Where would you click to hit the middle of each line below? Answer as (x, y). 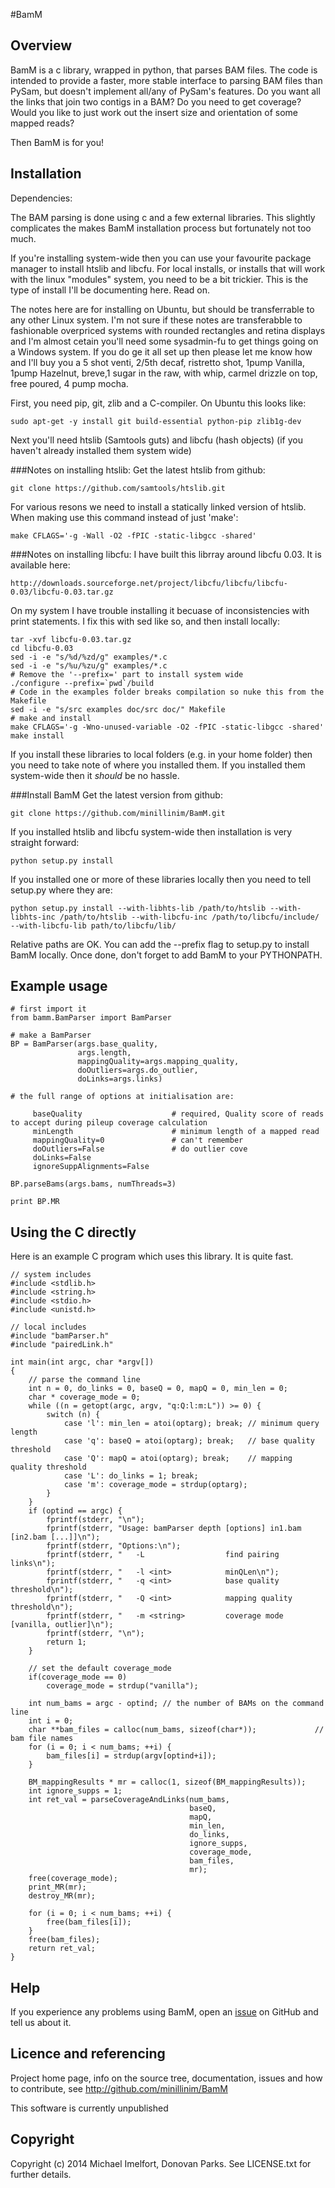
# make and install (51, 718)
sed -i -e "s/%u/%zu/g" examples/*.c (89, 665)
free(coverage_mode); (73, 1879)
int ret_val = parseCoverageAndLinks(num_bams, (129, 1800)
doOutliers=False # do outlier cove (140, 1149)
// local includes (48, 1327)
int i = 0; (51, 1721)
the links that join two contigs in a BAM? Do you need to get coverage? (156, 101)
